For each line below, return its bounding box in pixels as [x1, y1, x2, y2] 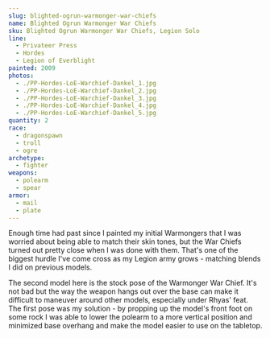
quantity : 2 [8, 117, 48, 125]
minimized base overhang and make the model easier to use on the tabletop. [8, 321, 263, 331]
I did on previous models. [8, 262, 93, 272]
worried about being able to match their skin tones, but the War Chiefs [8, 237, 242, 246]
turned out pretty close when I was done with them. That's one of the [8, 245, 239, 255]
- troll [15, 138, 42, 147]
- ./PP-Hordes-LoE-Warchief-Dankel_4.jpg [15, 101, 157, 109]
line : [8, 34, 27, 43]
